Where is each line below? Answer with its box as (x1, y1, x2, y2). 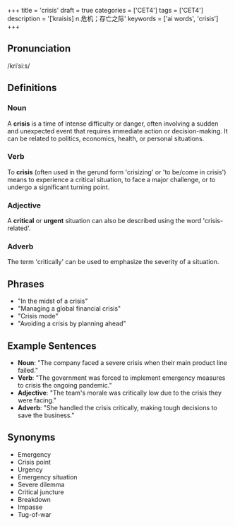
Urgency (17, 465, 43, 474)
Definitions (7, 82, 57, 94)
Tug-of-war (17, 510, 52, 518)
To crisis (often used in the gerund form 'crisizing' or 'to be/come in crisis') (7, 167, 227, 176)
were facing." (17, 396, 56, 405)
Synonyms (7, 431, 56, 443)
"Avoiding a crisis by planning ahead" (17, 319, 126, 328)
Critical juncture (17, 487, 65, 496)
